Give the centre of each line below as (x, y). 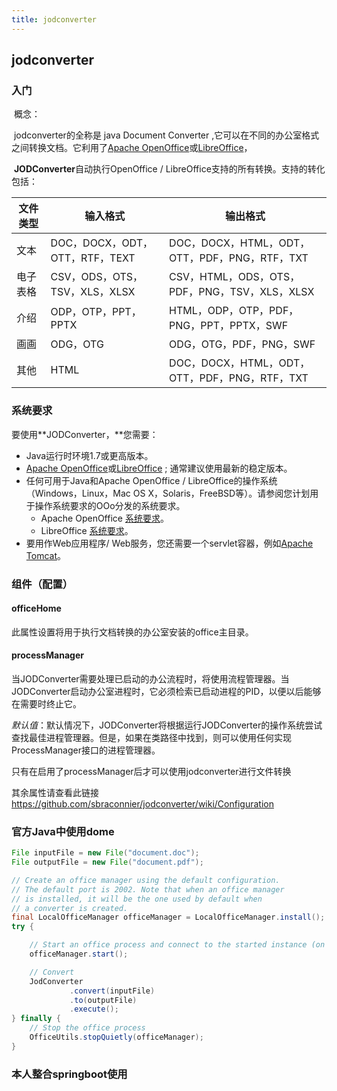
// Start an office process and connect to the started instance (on (177, 945)
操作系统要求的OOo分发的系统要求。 (110, 505)
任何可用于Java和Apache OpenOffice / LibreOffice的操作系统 (151, 480)
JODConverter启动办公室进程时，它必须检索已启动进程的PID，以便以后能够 (166, 691)
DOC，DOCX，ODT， (102, 243)
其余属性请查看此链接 (55, 792)
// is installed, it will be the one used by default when (137, 899)
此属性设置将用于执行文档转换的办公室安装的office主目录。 (132, 632)
